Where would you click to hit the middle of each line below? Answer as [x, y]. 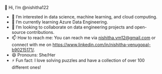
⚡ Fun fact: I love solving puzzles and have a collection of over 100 [78, 60]
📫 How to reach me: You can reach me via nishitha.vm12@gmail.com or [84, 38]
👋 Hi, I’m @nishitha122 [27, 7]
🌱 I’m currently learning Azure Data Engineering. [60, 22]
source [19, 32]
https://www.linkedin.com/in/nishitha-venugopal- [102, 44]
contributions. [40, 32]
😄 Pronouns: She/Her [33, 55]
